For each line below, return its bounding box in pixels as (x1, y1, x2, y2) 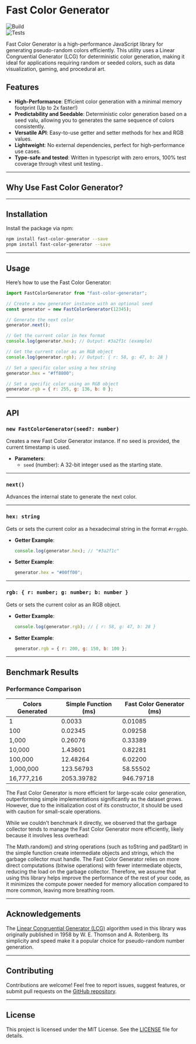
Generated (17, 707, 48, 715)
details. (6, 1032, 24, 1039)
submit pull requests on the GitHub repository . (6, 988, 117, 995)
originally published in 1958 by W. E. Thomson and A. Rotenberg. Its (6, 931, 169, 938)
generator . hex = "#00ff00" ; (14, 569, 83, 576)
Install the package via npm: (6, 225, 74, 232)
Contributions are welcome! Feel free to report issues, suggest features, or (6, 981, 185, 988)
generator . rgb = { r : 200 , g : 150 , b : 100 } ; (14, 646, 127, 651)
